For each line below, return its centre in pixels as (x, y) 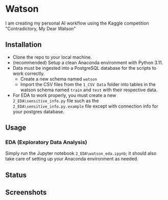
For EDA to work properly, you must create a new (64, 95)
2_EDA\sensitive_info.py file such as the (56, 101)
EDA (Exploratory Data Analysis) (46, 143)
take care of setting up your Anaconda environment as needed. (72, 159)
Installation (23, 45)
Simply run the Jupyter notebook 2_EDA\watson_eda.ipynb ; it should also (81, 153)
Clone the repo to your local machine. (52, 57)
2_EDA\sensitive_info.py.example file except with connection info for (85, 106)
